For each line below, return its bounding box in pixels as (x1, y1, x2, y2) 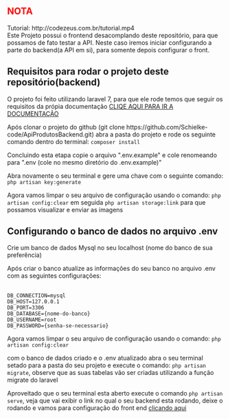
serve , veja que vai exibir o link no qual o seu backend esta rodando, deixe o (7, 396, 223, 405)
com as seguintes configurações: (7, 272, 102, 280)
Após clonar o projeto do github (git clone (7, 123, 125, 131)
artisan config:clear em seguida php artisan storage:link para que (7, 198, 206, 206)
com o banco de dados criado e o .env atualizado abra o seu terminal (7, 354, 204, 362)
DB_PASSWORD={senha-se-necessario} (7, 323, 109, 329)
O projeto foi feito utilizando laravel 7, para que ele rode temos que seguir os (7, 94, 223, 103)
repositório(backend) (7, 76, 101, 88)
